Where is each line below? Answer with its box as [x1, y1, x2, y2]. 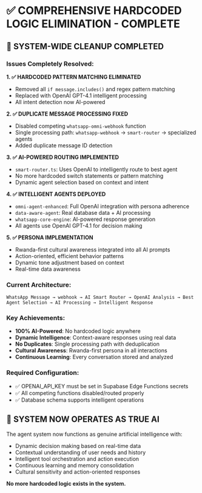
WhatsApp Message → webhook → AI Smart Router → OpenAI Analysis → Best [6, 295, 194, 301]
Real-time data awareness [15, 265, 81, 273]
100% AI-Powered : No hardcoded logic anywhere [15, 327, 141, 335]
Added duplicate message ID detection [15, 141, 113, 149]
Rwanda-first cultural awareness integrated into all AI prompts [15, 246, 170, 253]
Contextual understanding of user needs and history [15, 449, 146, 456]
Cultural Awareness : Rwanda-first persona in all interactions [15, 347, 168, 354]
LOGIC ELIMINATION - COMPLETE [6, 17, 181, 31]
